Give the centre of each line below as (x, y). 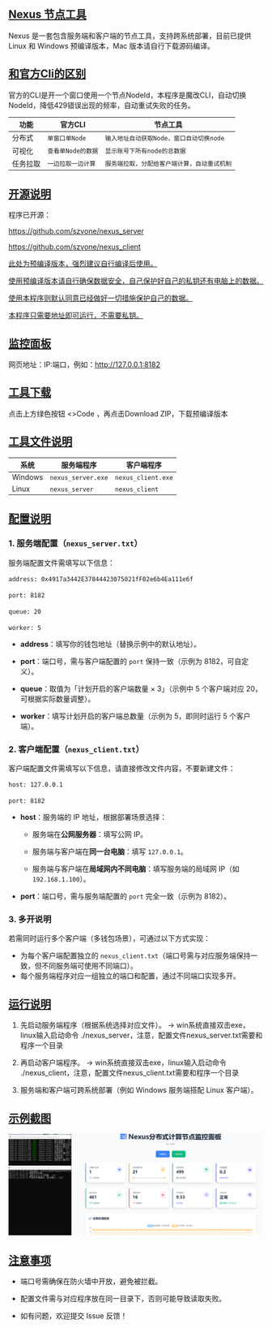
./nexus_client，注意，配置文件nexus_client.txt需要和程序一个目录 (130, 1073)
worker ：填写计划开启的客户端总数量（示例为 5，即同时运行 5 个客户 (135, 716)
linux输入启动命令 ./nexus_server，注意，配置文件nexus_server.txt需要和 (141, 1035)
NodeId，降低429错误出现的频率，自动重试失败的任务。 (102, 105)
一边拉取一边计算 (72, 164)
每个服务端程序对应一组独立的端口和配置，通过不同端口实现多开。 (130, 976)
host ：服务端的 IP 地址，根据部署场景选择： (93, 817)
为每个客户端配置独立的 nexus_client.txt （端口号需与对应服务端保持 (135, 955)
